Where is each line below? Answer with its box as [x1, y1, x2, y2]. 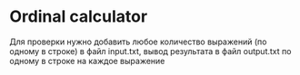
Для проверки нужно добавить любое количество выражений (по [9, 36, 267, 47]
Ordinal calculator [9, 6, 148, 27]
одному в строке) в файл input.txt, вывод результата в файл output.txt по [9, 45, 292, 56]
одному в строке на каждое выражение [9, 55, 165, 66]
